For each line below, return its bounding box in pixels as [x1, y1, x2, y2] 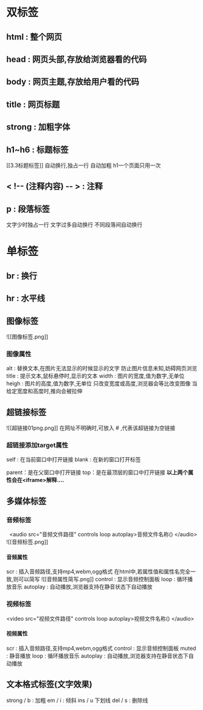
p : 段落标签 [6, 204, 50, 214]
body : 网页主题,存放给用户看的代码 [6, 77, 140, 87]
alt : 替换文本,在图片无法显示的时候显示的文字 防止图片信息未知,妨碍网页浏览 [6, 365, 198, 372]
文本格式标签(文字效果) [6, 679, 92, 690]
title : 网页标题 [6, 99, 60, 109]
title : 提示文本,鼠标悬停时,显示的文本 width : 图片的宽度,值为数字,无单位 [6, 372, 185, 380]
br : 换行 [6, 271, 38, 281]
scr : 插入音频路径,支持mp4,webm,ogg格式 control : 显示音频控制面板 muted [6, 644, 196, 652]
